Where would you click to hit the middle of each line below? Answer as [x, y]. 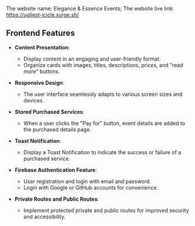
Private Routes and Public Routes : [57, 199]
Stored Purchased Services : [50, 112]
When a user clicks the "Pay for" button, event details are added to [104, 123]
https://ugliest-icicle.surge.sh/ [43, 15]
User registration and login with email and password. [87, 181]
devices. [33, 100]
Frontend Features [41, 33]
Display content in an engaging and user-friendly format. [92, 59]
